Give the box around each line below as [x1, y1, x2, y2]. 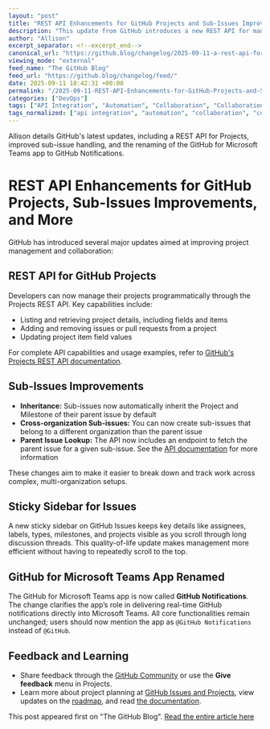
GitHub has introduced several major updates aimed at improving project [8, 237, 249, 246]
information [19, 452, 59, 462]
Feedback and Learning [8, 649, 129, 663]
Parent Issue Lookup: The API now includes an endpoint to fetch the [19, 435, 247, 445]
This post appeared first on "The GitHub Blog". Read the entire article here [8, 712, 255, 721]
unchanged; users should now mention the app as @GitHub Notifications [8, 617, 252, 627]
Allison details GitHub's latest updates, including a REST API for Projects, [8, 131, 249, 141]
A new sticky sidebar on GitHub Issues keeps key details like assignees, [8, 521, 247, 531]
